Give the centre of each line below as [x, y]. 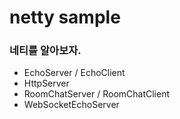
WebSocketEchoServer [71, 105]
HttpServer [46, 83]
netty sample [65, 17]
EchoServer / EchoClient [74, 73]
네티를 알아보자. [45, 51]
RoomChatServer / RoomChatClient [97, 94]
